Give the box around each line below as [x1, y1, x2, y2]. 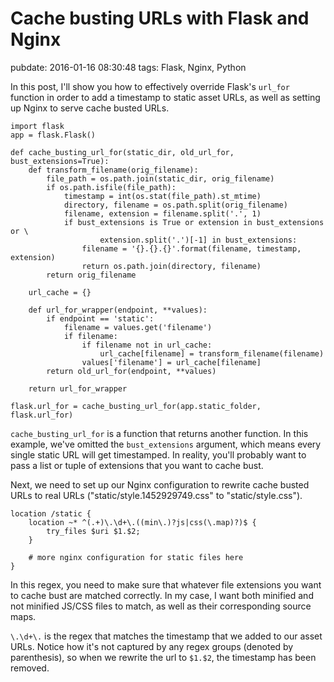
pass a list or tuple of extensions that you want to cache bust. [10, 459, 264, 471]
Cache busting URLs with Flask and [10, 7, 310, 30]
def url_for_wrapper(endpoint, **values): [28, 305, 208, 315]
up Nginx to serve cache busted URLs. [10, 102, 170, 114]
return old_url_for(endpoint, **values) [46, 366, 217, 376]
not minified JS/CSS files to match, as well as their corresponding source [10, 600, 312, 612]
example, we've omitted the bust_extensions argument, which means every [10, 438, 322, 450]
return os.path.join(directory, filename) [81, 261, 262, 271]
